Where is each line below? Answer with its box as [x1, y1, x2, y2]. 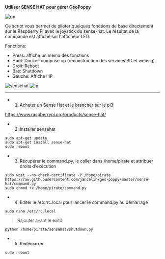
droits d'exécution [19, 164, 56, 169]
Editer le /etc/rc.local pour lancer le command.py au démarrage [19, 199, 148, 205]
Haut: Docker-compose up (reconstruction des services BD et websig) [12, 58, 155, 63]
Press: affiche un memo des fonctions [12, 52, 89, 58]
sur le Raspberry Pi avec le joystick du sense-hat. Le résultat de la [5, 28, 139, 34]
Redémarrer [19, 241, 44, 246]
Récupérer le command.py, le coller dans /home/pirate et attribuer [19, 158, 154, 164]
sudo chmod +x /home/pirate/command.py [5, 186, 87, 190]
